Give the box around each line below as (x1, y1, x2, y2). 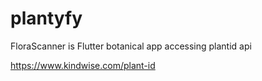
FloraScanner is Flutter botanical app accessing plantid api (10, 40, 252, 52)
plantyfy (10, 7, 83, 30)
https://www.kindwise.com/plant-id (10, 59, 156, 71)
